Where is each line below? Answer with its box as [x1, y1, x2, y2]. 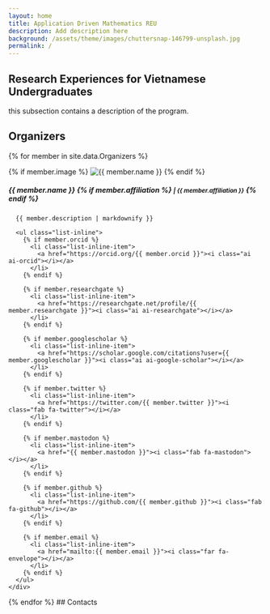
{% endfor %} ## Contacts [8, 597, 98, 607]
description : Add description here [8, 27, 129, 35]
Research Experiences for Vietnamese [8, 72, 206, 86]
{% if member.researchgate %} [23, 285, 125, 293]
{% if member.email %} [23, 533, 99, 541]
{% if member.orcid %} [23, 236, 99, 244]
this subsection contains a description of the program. [8, 106, 189, 116]
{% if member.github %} [23, 484, 103, 492]
